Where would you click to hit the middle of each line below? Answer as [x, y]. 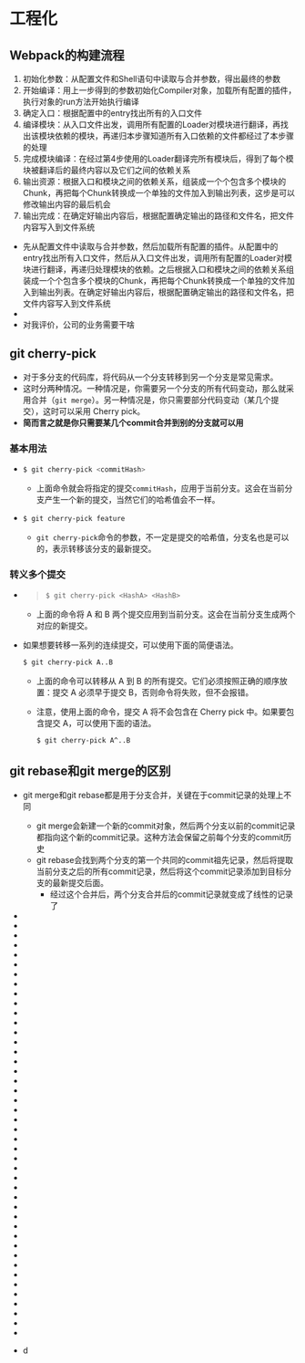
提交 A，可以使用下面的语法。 [100, 723]
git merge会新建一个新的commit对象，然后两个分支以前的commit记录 [166, 826]
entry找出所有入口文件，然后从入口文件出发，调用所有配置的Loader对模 [158, 258]
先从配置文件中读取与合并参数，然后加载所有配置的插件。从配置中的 [150, 246]
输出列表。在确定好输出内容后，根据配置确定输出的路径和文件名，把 [166, 292]
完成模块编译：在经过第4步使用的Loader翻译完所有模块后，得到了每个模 [158, 159]
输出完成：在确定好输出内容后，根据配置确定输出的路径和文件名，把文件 [158, 216]
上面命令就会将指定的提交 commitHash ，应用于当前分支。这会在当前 [160, 488]
